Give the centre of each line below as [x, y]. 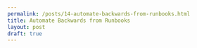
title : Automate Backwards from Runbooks [69, 20]
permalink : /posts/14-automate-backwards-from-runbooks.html [99, 14]
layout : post [26, 27]
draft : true [25, 34]
